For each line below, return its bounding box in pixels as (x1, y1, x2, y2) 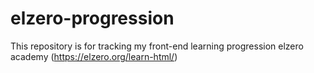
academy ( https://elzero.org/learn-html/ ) (10, 50, 178, 62)
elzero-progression (10, 7, 175, 30)
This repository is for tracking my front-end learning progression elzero (10, 40, 304, 52)
